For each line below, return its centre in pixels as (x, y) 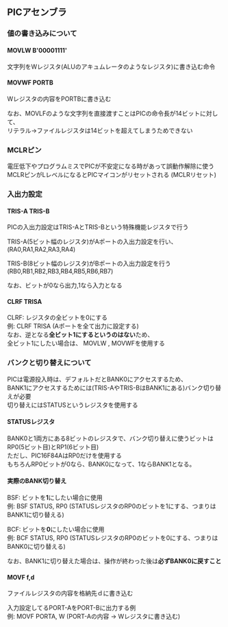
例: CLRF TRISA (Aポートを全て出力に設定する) (73, 326)
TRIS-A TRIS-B (28, 211)
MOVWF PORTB (30, 83)
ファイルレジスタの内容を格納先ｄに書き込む (70, 593)
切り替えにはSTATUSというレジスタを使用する (73, 405)
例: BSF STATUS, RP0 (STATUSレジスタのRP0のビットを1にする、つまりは (112, 506)
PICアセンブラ (37, 12)
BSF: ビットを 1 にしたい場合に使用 (55, 498)
